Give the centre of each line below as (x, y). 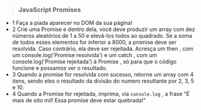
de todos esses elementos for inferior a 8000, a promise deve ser (94, 43)
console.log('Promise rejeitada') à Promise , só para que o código (94, 62)
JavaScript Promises (49, 10)
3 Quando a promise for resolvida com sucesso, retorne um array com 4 (103, 75)
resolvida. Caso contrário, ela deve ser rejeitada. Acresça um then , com (103, 49)
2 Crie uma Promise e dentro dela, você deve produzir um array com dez (104, 29)
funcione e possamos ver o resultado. (60, 68)
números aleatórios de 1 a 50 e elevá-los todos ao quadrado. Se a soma (102, 36)
